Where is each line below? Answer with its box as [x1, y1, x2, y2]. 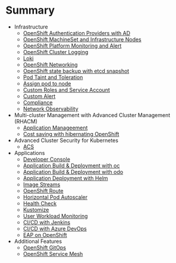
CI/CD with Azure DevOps [23, 225, 87, 232]
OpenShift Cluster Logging [23, 48, 89, 55]
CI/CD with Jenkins [23, 218, 71, 226]
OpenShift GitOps [23, 244, 67, 251]
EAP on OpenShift [23, 231, 67, 238]
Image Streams [23, 180, 61, 188]
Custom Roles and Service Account [23, 86, 111, 93]
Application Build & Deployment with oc [23, 161, 120, 169]
